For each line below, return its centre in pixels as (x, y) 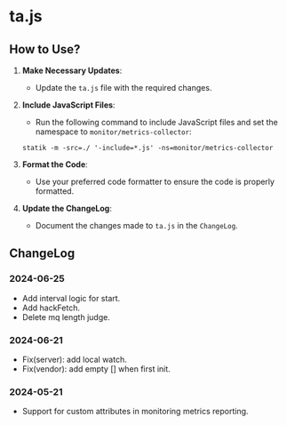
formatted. (55, 191)
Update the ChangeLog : (67, 208)
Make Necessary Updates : (72, 70)
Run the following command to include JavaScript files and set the (156, 122)
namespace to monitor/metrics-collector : (114, 132)
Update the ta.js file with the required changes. (124, 88)
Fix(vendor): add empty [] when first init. (96, 369)
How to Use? (45, 49)
